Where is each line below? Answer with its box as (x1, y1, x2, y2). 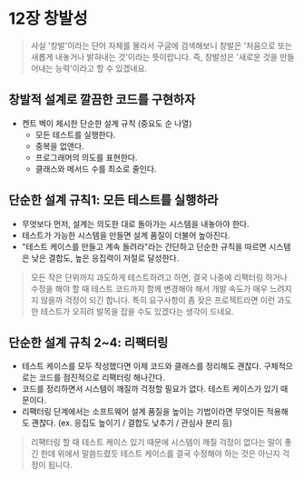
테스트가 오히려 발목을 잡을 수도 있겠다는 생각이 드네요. (40, 305, 235, 316)
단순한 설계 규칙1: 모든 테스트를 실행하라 (8, 193, 219, 208)
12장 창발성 (8, 8, 88, 29)
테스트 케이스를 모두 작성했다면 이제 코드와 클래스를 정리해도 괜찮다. (21, 361, 262, 372)
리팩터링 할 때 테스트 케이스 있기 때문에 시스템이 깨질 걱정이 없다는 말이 (30, 437, 283, 448)
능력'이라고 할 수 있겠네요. (54, 63, 148, 74)
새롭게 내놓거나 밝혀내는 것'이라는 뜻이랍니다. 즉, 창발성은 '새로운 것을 (30, 51, 279, 62)
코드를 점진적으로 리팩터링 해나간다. (38, 372, 165, 383)
